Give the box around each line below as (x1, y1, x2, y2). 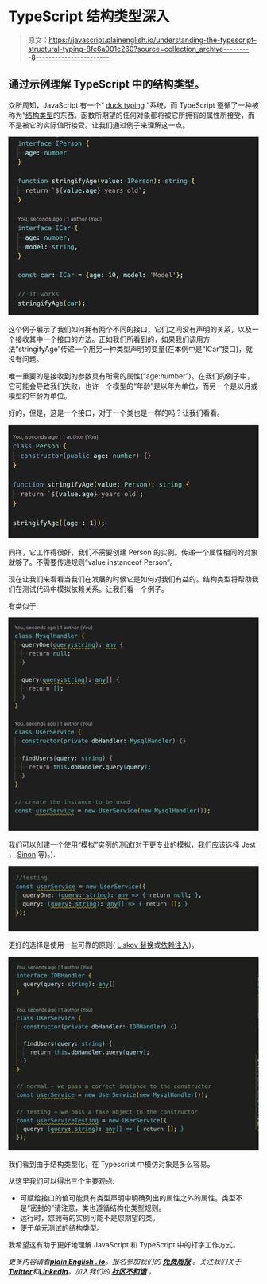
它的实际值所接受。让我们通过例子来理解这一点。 (29, 120, 189, 130)
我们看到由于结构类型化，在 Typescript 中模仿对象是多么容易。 (8, 1160, 215, 1169)
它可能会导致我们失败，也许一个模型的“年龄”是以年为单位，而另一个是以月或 (8, 381, 258, 390)
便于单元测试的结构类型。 (19, 1223, 104, 1233)
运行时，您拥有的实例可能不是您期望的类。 (19, 1213, 160, 1223)
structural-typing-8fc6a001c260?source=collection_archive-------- (27, 44, 250, 53)
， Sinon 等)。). (8, 850, 56, 859)
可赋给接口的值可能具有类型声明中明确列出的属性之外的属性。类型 (19, 1193, 236, 1203)
